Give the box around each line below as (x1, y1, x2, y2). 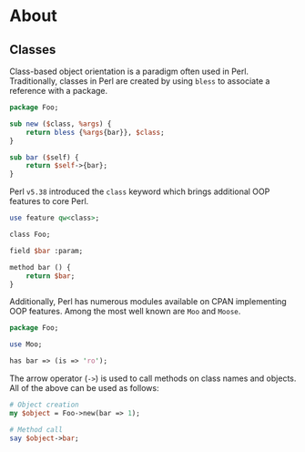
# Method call (9, 425, 64, 434)
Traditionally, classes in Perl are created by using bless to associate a (9, 76, 270, 87)
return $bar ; (25, 271, 76, 281)
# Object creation (9, 400, 79, 409)
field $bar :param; (9, 246, 84, 255)
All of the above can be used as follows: (9, 383, 159, 393)
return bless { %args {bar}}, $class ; (25, 128, 166, 137)
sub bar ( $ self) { (9, 152, 79, 162)
